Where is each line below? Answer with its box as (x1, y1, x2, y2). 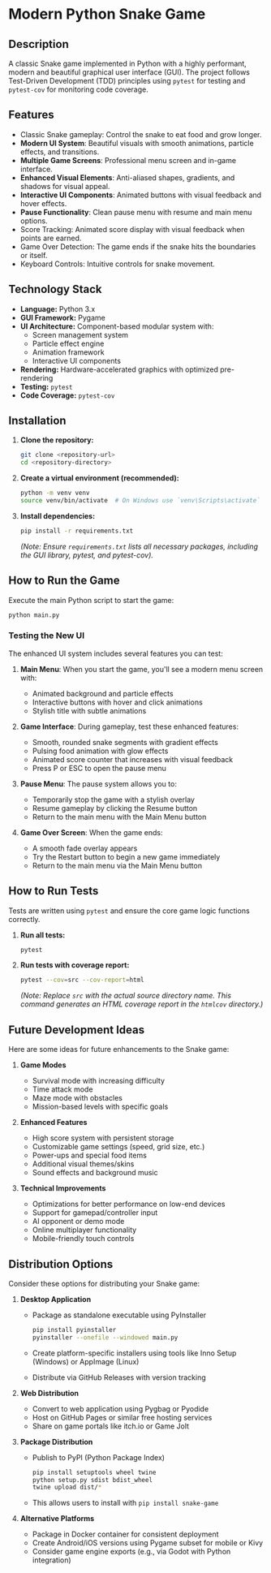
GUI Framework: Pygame (19, 312, 105, 322)
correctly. (8, 914, 41, 924)
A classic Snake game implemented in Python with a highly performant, (8, 58, 247, 68)
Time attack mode (32, 1084, 93, 1094)
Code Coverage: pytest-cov (19, 390, 115, 400)
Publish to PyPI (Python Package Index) (32, 1452, 165, 1462)
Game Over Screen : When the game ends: (19, 827, 163, 837)
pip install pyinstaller (32, 1325, 117, 1334)
